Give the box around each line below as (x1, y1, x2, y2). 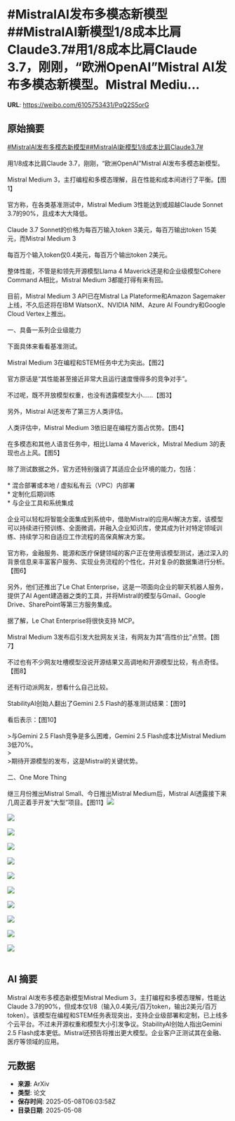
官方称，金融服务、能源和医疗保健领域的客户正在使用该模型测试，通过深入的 (7, 548, 229, 557)
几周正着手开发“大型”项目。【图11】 (7, 798, 107, 806)
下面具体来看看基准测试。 (7, 342, 81, 350)
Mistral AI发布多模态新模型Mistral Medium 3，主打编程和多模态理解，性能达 (7, 993, 227, 1001)
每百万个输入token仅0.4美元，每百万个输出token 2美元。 (7, 251, 172, 259)
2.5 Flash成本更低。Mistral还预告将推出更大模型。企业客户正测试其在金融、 (7, 1028, 226, 1037)
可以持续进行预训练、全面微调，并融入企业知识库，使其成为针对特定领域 (7, 524, 216, 532)
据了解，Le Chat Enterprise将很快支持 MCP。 (7, 616, 139, 625)
